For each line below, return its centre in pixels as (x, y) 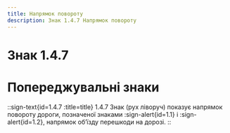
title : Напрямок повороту (45, 14)
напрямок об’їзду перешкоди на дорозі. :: (109, 122)
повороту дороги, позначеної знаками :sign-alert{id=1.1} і (93, 114)
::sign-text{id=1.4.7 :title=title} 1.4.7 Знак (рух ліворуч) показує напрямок (115, 107)
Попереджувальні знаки (83, 87)
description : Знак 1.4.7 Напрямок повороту (72, 20)
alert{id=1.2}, (26, 122)
